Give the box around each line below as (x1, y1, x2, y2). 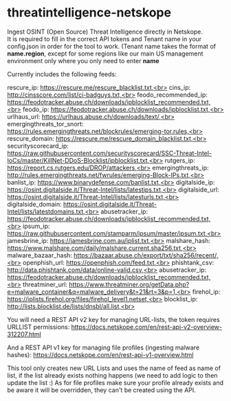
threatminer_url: (23, 280, 67, 288)
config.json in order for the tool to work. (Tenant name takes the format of (7, 42, 217, 50)
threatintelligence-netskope (7, 5, 172, 21)
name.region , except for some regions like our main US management (7, 49, 203, 58)
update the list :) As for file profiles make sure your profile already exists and (7, 378, 224, 387)
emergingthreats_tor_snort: (7, 119, 84, 128)
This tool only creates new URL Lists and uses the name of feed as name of (7, 364, 221, 372)
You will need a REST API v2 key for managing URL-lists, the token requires (7, 315, 220, 323)
